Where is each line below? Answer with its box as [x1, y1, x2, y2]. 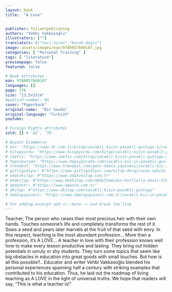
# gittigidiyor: [5, 168, 40, 173]
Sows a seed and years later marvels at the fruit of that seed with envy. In [5, 226, 161, 232]
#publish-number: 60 [5, 97, 50, 103]
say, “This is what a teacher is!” [5, 281, 72, 287]
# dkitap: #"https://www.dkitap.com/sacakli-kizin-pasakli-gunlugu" [5, 187, 155, 192]
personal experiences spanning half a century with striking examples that [5, 265, 160, 271]
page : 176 [5, 88, 27, 93]
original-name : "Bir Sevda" [5, 107, 68, 112]
